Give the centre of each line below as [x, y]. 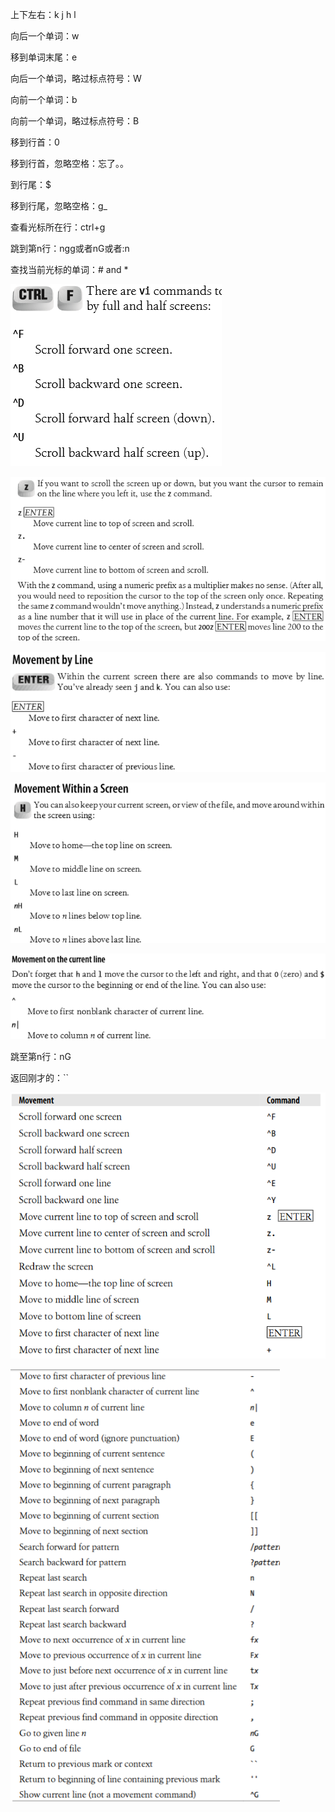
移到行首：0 [35, 142]
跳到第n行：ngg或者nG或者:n [70, 248]
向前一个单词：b [44, 99]
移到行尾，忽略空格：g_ [59, 206]
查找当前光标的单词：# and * [69, 269]
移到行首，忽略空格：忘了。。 [69, 163]
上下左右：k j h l [43, 14]
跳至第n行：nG [41, 1056]
